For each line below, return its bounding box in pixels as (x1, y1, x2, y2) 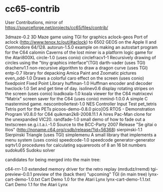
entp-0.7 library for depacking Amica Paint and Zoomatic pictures (5, 70, 137, 76)
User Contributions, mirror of (5, 19, 63, 25)
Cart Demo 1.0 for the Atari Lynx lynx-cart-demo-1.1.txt (41, 176, 151, 182)
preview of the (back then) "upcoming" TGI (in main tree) (33, 171, 147, 177)
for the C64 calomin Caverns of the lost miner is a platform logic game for (5, 49, 153, 55)
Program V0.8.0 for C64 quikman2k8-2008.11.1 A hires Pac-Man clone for (5, 111, 152, 117)
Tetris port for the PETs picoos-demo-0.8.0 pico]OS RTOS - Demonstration (5, 106, 155, 112)
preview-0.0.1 (5, 171, 32, 177)
